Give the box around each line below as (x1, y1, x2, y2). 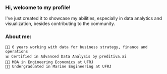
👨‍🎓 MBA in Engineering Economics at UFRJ (5, 59, 94, 64)
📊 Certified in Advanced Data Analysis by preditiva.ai (5, 54, 127, 59)
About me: (5, 33, 32, 40)
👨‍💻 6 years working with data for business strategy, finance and (5, 44, 148, 49)
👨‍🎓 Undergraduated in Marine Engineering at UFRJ (5, 64, 112, 69)
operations (5, 49, 28, 54)
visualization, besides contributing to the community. (5, 20, 115, 26)
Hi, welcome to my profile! (5, 4, 71, 11)
